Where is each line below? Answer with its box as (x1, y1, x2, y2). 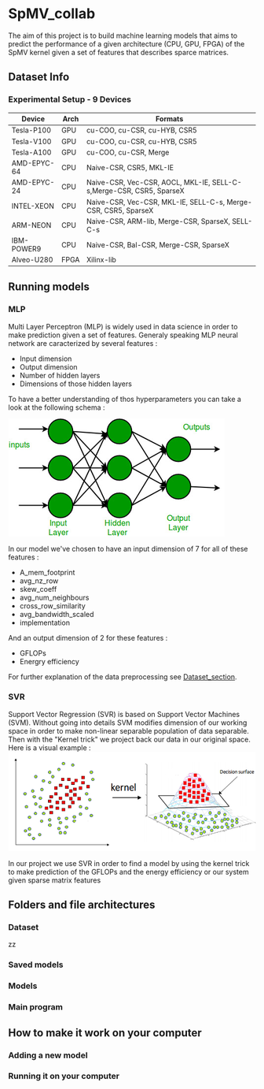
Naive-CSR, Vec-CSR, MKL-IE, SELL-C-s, (86, 197, 225, 206)
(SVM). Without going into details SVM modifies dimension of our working (8, 718, 247, 727)
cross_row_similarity (19, 600, 86, 611)
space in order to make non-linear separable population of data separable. (8, 726, 249, 735)
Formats (156, 114, 184, 124)
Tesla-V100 (11, 136, 52, 146)
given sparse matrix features (8, 875, 101, 885)
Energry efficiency (19, 656, 80, 666)
